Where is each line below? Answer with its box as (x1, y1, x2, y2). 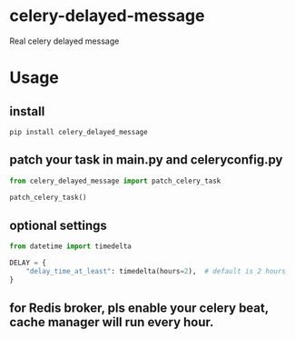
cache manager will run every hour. (9, 314, 214, 330)
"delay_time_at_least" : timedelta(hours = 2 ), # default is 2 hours (25, 267, 286, 276)
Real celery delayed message (9, 35, 120, 46)
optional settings (9, 217, 107, 233)
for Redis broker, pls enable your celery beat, (9, 301, 270, 316)
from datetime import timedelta (9, 242, 132, 251)
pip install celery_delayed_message (9, 127, 148, 136)
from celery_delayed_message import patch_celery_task (9, 176, 221, 185)
